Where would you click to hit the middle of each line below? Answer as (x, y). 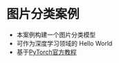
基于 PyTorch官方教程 (46, 52)
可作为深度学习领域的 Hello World (64, 43)
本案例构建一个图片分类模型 (56, 35)
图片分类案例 (43, 14)
